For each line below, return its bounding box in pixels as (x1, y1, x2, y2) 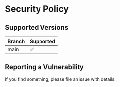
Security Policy (5, 3, 69, 15)
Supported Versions (5, 23, 68, 32)
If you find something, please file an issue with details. (5, 76, 116, 82)
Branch (7, 38, 25, 44)
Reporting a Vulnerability (5, 63, 84, 71)
